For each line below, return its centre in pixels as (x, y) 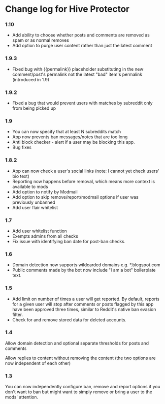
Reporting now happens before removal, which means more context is (83, 181)
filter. (17, 314)
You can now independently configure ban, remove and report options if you (83, 387)
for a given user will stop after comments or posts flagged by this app (83, 304)
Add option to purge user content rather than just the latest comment (82, 46)
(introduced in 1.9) (31, 79)
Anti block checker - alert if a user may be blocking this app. (74, 142)
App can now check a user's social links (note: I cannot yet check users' (85, 171)
